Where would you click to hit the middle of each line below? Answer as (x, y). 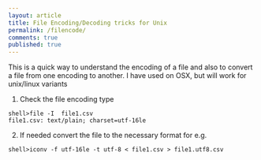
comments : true (33, 37)
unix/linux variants (38, 84)
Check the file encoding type (67, 99)
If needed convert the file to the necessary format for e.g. (113, 136)
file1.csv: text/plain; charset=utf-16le (77, 121)
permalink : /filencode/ (47, 30)
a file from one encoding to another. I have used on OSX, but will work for (127, 76)
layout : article (35, 15)
